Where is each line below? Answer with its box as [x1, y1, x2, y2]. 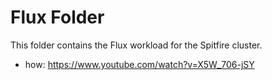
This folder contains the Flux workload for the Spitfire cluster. [10, 39, 263, 51]
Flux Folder [10, 6, 105, 29]
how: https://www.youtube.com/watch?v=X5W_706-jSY [24, 58, 255, 70]
